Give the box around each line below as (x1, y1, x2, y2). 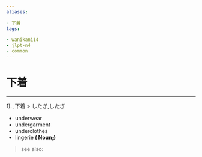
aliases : (6, 8, 28, 15)
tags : (6, 25, 20, 32)
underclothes (14, 127, 48, 134)
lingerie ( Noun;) (14, 134, 56, 141)
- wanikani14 (6, 37, 39, 43)
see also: (20, 145, 44, 152)
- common (6, 48, 28, 54)
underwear (14, 114, 43, 122)
